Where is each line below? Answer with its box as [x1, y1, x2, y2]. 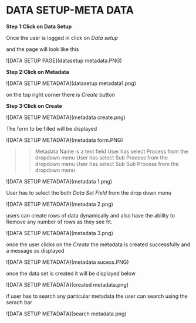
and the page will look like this [6, 45, 79, 53]
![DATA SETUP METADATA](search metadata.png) [6, 310, 127, 317]
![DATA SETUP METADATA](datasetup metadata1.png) [6, 80, 137, 87]
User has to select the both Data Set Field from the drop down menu [6, 189, 172, 196]
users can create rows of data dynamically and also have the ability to [6, 212, 175, 219]
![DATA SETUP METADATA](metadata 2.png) [6, 200, 113, 208]
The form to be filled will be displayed [6, 125, 97, 132]
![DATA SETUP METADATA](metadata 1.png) [6, 178, 113, 185]
